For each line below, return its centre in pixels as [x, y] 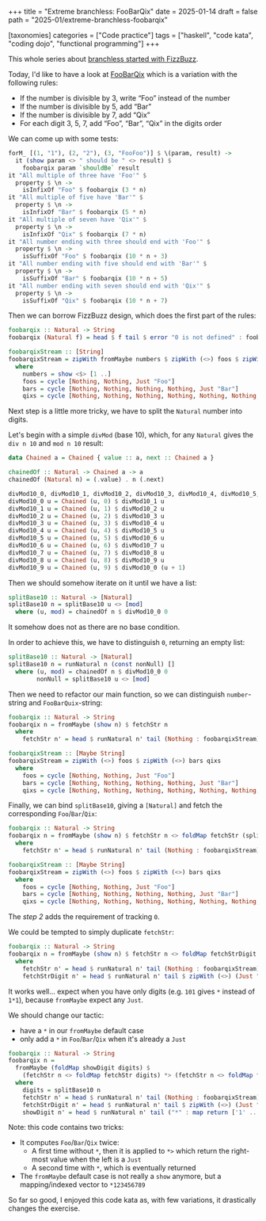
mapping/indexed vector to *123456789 [82, 1185]
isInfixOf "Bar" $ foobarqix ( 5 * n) [85, 212]
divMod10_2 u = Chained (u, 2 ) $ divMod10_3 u [86, 516]
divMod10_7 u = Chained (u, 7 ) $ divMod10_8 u [86, 553]
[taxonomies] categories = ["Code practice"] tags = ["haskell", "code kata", [131, 35]
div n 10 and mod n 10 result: [56, 444]
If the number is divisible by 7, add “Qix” [85, 115]
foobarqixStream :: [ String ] [56, 352]
